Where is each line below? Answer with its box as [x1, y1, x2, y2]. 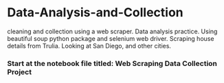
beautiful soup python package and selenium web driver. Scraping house [7, 34, 214, 42]
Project [7, 67, 32, 76]
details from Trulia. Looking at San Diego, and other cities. [7, 41, 172, 50]
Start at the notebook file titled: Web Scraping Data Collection [7, 59, 218, 68]
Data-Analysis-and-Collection [7, 5, 183, 20]
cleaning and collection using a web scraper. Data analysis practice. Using [7, 27, 218, 35]
